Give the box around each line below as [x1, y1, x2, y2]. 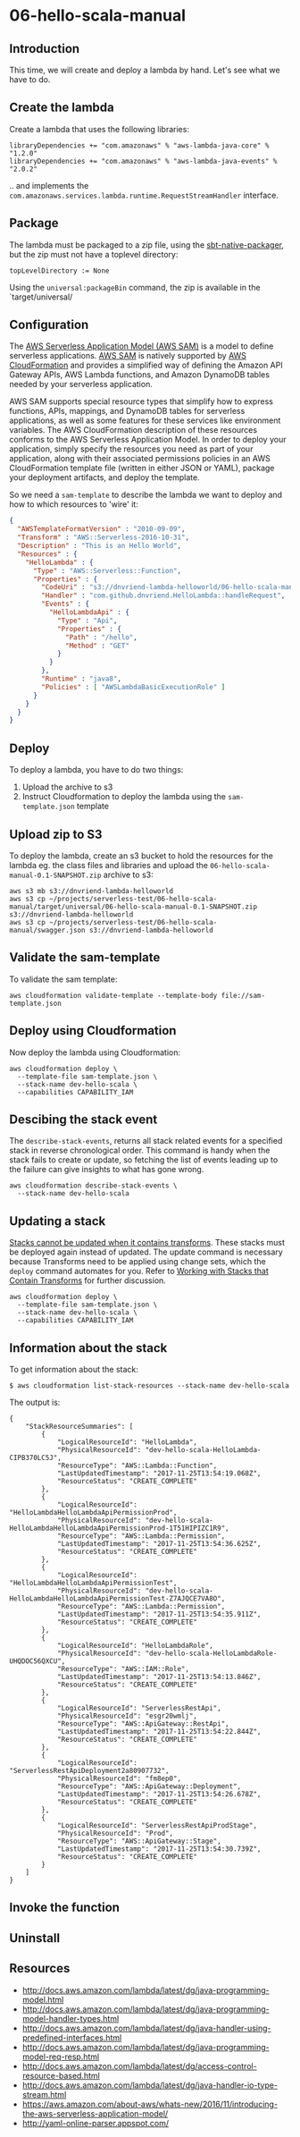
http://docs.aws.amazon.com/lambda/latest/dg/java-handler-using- [21, 2023, 271, 2033]
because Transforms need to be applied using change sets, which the [9, 1256, 266, 1267]
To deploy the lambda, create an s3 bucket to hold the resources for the [9, 850, 274, 861]
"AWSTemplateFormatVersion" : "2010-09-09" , [17, 525, 186, 534]
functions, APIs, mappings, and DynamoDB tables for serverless [9, 406, 246, 417]
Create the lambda [9, 100, 114, 115]
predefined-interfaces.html [21, 2031, 122, 2043]
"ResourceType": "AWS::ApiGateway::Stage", [56, 1837, 221, 1846]
